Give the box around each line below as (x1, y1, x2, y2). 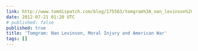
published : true (6, 25, 46, 31)
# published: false (6, 19, 54, 25)
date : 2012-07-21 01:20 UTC (6, 14, 75, 20)
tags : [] (6, 36, 28, 42)
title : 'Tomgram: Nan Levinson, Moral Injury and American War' (6, 30, 167, 36)
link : (6, 8, 19, 15)
